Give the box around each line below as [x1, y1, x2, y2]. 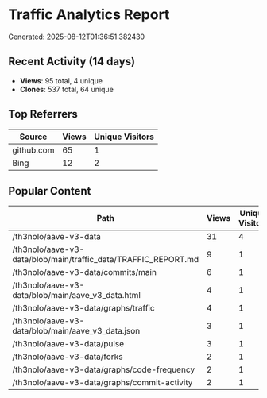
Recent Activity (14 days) [8, 55, 136, 68]
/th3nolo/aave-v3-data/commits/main [12, 267, 157, 278]
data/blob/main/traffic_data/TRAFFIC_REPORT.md [12, 254, 199, 265]
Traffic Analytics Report [8, 6, 170, 24]
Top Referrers [8, 107, 78, 121]
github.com [12, 145, 55, 156]
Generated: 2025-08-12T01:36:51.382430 [8, 32, 145, 41]
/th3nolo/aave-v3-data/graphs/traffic [12, 303, 155, 314]
